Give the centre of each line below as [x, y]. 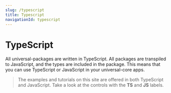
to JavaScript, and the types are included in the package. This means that [83, 64]
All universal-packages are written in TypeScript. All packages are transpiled [86, 59]
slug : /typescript [25, 10]
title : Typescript [25, 15]
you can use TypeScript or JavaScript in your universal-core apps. [75, 70]
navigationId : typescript [33, 19]
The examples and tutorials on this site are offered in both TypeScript [91, 80]
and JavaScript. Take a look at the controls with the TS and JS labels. [91, 85]
